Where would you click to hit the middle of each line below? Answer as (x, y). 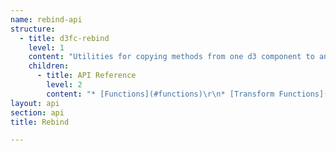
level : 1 (46, 47)
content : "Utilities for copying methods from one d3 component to (171, 57)
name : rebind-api (46, 19)
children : (49, 66)
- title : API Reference (86, 76)
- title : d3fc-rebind (64, 38)
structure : (33, 29)
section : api (37, 112)
